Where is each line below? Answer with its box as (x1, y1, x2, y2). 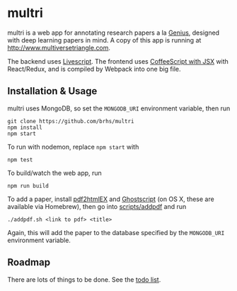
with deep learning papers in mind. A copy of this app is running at (7, 35, 202, 44)
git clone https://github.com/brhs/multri (7, 118, 134, 125)
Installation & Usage (7, 85, 98, 97)
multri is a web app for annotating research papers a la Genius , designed (7, 28, 220, 37)
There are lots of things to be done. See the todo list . (7, 275, 161, 284)
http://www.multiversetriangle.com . (7, 43, 111, 52)
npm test (7, 156, 33, 164)
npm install (7, 124, 42, 131)
